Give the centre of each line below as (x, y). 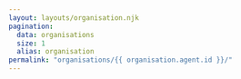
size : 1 (31, 43)
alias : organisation (55, 52)
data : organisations (55, 35)
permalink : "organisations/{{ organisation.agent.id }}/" (120, 60)
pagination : (31, 26)
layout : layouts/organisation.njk (74, 18)
